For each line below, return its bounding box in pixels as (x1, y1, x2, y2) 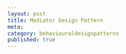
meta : (7, 23, 23, 30)
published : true (7, 36, 56, 43)
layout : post (7, 10, 46, 18)
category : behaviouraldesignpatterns (7, 29, 120, 37)
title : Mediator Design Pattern (7, 17, 103, 24)
